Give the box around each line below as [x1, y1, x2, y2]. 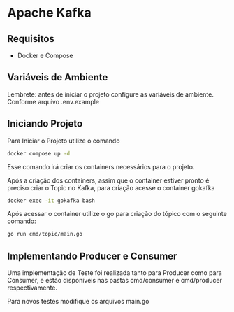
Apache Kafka [7, 5, 92, 21]
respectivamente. [7, 283, 58, 292]
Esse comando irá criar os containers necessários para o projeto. [7, 162, 195, 171]
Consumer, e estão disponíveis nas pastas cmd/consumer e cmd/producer [7, 276, 222, 285]
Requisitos [7, 33, 54, 45]
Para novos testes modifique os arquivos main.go [7, 297, 149, 306]
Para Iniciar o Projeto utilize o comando [7, 136, 120, 145]
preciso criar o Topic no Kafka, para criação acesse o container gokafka [7, 183, 215, 192]
